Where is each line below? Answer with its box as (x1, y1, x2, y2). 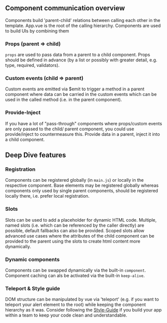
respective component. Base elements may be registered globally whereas (5, 182, 159, 189)
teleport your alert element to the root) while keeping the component (5, 302, 146, 308)
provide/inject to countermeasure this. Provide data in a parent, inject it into (5, 131, 161, 137)
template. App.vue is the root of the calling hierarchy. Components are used (5, 22, 161, 28)
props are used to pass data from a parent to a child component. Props (5, 52, 151, 58)
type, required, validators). (5, 62, 60, 68)
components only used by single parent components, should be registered (5, 188, 159, 194)
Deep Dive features (5, 151, 66, 159)
